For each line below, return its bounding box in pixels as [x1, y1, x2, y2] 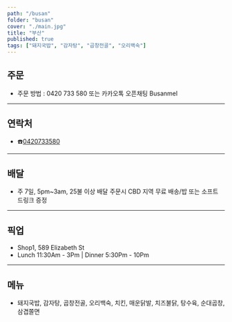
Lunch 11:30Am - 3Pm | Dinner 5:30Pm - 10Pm [17, 251, 150, 259]
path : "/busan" [7, 10, 51, 17]
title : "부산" [7, 29, 45, 37]
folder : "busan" [7, 17, 54, 23]
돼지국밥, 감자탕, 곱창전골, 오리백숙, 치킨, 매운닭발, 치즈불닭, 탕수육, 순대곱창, [17, 299, 225, 307]
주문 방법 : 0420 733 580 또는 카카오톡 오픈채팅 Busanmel [17, 89, 178, 97]
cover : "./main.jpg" [7, 23, 67, 30]
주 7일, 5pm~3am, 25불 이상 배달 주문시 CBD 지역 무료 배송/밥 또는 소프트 [17, 187, 219, 196]
